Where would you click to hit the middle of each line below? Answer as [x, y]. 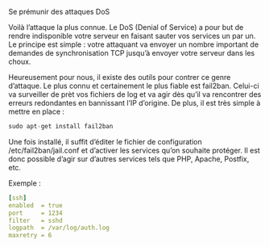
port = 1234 [35, 213]
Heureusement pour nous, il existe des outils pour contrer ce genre [120, 77]
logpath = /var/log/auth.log [59, 228]
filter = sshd [35, 220]
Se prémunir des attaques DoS [59, 12]
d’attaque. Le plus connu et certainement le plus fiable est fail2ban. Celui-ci [134, 86]
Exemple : [25, 183]
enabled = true [35, 205]
